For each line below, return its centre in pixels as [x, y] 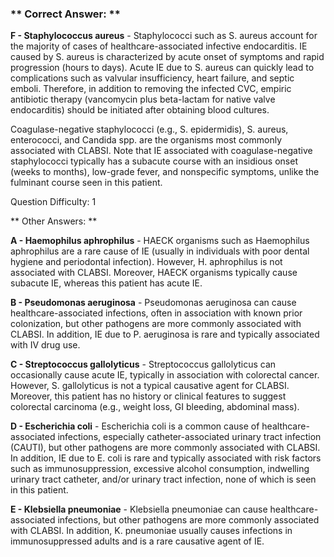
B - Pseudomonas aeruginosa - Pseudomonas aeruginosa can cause [153, 303]
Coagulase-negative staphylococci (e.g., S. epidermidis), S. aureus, [149, 129]
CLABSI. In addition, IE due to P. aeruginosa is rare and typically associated [165, 334]
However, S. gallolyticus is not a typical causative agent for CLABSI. [150, 386]
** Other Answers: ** [54, 221]
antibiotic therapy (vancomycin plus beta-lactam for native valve [143, 99]
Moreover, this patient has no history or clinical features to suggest [148, 396]
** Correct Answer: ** [65, 14]
